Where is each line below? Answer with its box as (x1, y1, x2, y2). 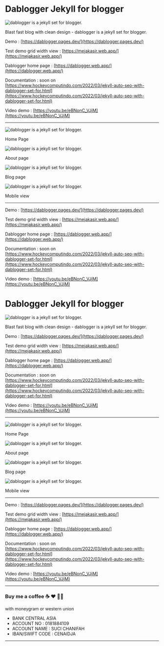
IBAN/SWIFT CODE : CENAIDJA (12, 631, 76, 637)
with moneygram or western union (5, 606, 74, 612)
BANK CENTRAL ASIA (12, 615, 57, 621)
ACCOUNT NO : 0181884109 (12, 621, 69, 626)
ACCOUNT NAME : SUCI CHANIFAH (12, 626, 85, 632)
